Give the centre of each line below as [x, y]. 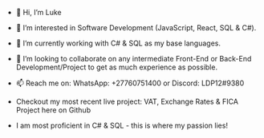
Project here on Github [53, 110]
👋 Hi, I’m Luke [39, 12]
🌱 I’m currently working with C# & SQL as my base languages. [118, 43]
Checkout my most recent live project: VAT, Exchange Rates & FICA [127, 101]
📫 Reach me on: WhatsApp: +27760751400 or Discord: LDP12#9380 [130, 83]
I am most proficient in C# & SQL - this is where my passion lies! [122, 125]
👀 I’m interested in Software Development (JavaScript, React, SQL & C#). [136, 28]
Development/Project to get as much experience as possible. [117, 67]
